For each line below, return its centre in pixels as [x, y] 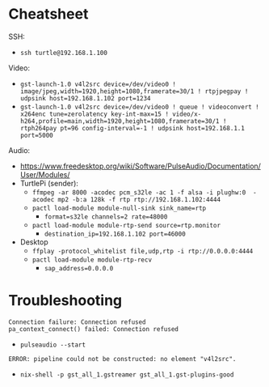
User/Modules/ [45, 174]
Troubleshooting [65, 301]
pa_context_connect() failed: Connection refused [94, 329]
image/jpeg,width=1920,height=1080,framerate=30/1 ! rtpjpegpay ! [134, 91]
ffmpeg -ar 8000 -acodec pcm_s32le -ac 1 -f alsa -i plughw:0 [139, 192]
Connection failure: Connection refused [78, 322]
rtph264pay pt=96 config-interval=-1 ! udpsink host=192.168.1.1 [132, 128]
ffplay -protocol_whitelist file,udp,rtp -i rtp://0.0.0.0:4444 [143, 251]
